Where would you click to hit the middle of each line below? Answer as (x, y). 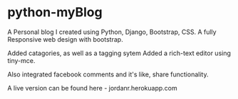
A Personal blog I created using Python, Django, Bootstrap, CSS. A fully (112, 32)
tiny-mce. (21, 60)
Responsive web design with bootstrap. (65, 39)
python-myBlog (55, 12)
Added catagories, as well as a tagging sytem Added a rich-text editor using (119, 53)
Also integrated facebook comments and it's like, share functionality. (108, 74)
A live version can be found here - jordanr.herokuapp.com (93, 88)
